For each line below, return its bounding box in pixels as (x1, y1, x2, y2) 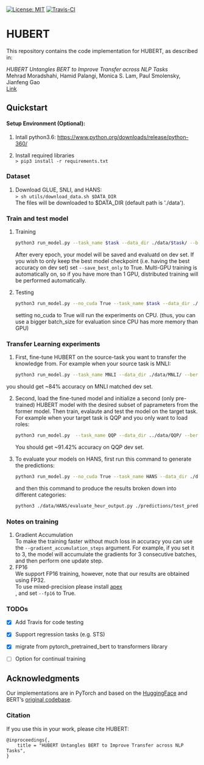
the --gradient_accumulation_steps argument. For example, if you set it (15, 544, 195, 551)
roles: (15, 421, 30, 428)
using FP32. (15, 576, 46, 584)
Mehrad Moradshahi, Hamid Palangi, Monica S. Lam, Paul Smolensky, (6, 72, 181, 79)
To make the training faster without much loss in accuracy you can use (15, 537, 193, 545)
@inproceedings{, (6, 737, 51, 743)
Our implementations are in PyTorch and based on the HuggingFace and (6, 689, 188, 697)
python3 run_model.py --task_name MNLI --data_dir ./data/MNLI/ (15, 372, 182, 378)
